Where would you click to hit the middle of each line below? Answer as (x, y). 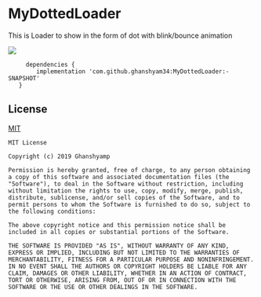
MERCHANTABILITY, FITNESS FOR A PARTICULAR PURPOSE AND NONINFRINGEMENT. (131, 259)
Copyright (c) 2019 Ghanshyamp (59, 156)
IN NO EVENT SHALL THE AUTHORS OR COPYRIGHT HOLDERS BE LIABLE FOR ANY (127, 266)
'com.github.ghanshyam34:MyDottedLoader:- (159, 71)
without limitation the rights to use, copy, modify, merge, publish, (126, 191)
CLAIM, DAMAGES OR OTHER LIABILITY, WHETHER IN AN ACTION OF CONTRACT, (127, 273)
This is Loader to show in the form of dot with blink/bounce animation (120, 35)
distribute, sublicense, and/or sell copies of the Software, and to (124, 197)
